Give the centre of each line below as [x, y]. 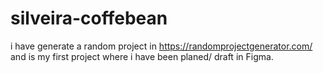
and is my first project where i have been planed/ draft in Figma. [142, 56]
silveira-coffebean [89, 18]
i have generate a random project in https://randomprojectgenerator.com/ [161, 46]
